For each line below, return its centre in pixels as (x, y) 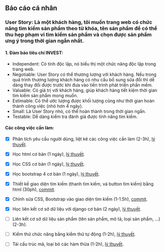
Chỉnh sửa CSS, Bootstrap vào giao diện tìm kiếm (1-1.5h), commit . (80, 199)
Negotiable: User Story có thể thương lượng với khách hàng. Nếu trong (84, 74)
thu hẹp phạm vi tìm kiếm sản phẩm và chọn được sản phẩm (79, 35)
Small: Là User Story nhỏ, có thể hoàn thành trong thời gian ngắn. (79, 111)
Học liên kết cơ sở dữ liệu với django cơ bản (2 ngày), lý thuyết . (77, 209)
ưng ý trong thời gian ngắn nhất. (45, 41)
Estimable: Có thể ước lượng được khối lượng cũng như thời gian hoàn (83, 101)
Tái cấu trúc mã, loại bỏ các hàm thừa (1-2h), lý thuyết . (68, 244)
